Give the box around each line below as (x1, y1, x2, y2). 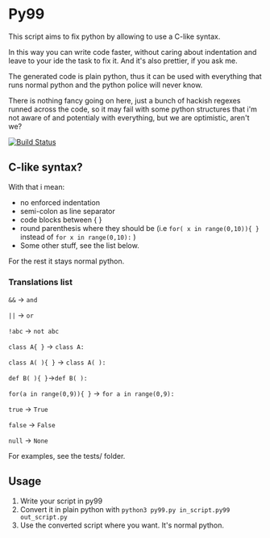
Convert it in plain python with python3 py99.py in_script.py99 (19, 504, 231, 514)
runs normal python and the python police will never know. (8, 80, 203, 90)
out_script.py (19, 513, 68, 521)
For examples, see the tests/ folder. (8, 452, 126, 461)
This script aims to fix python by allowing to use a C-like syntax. (8, 32, 221, 41)
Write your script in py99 (19, 496, 103, 506)
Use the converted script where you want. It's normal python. (19, 520, 224, 530)
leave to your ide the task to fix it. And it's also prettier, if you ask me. (8, 56, 238, 65)
